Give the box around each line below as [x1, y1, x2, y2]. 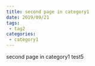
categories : [6, 31, 36, 37]
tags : [6, 20, 20, 26]
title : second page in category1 [6, 8, 90, 15]
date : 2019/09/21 [6, 14, 50, 20]
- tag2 [8, 25, 26, 32]
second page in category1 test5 [6, 53, 84, 60]
